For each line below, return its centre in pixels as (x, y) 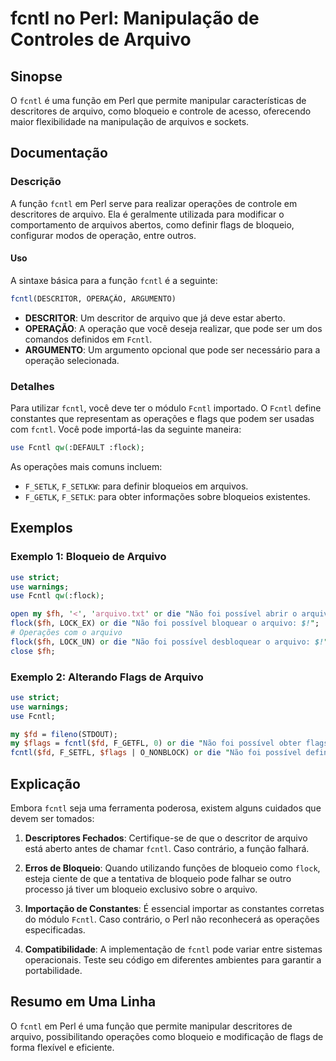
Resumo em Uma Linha (83, 1002)
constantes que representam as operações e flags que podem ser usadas (162, 419)
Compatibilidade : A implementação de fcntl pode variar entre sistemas (173, 949)
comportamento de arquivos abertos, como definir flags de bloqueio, (152, 224)
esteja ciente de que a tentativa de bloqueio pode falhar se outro (158, 878)
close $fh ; (33, 651)
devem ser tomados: (52, 818)
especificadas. (55, 929)
